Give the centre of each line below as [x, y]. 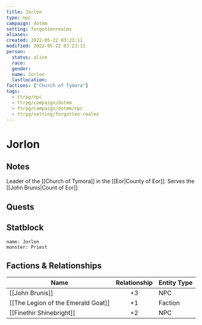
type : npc [19, 18]
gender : [22, 69]
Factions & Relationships [54, 266]
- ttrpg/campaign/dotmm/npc [47, 108]
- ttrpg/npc [27, 97]
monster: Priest [27, 247]
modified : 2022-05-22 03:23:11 [46, 46]
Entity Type [176, 283]
